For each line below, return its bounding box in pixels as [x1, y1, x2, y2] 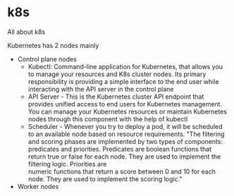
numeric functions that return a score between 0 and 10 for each [27, 167, 216, 176]
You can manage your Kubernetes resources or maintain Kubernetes [27, 107, 228, 116]
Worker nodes [17, 182, 59, 190]
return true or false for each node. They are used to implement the [27, 152, 221, 161]
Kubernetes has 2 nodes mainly [7, 41, 99, 49]
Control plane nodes [17, 54, 78, 63]
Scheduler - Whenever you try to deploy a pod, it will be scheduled [27, 122, 223, 130]
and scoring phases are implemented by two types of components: [27, 137, 223, 145]
